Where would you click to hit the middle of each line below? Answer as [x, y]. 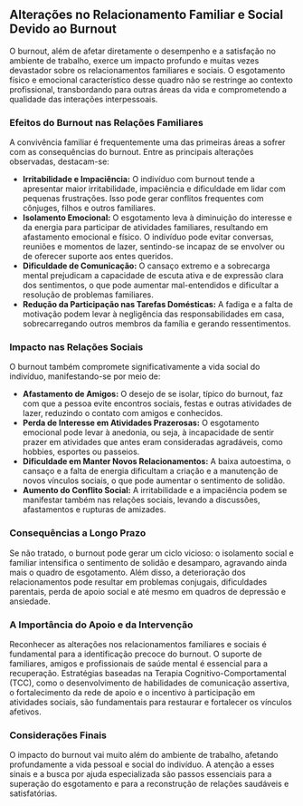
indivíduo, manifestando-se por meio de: [85, 376]
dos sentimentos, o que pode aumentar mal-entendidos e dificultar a [150, 286]
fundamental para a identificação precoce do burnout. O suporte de [136, 654]
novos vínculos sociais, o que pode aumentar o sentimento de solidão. [154, 481]
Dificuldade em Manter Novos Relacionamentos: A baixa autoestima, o [156, 461]
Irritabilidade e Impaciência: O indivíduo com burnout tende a [138, 180]
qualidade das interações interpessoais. [84, 99]
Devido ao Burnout [63, 29]
